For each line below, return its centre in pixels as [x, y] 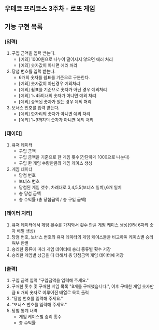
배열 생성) [26, 231]
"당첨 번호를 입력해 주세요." [37, 298]
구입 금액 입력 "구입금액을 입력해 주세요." [50, 280]
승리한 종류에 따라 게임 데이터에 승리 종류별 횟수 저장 [61, 249]
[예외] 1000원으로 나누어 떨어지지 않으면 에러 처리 [66, 59]
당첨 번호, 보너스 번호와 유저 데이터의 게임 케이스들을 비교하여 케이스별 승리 [82, 237]
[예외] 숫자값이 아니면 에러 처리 [48, 65]
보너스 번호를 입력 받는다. [36, 108]
